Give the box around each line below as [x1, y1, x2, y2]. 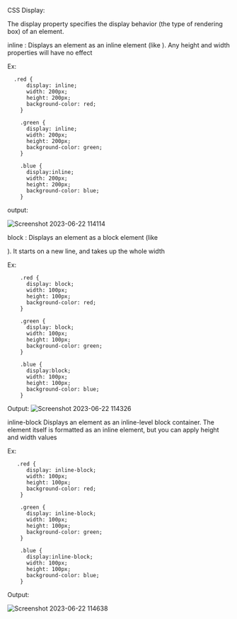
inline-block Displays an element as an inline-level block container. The [7, 418, 214, 427]
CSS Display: [7, 6, 45, 14]
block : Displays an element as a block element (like [7, 233, 158, 241]
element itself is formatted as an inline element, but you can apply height [7, 426, 219, 434]
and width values [7, 433, 57, 441]
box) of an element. [7, 28, 64, 35]
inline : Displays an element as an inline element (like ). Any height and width [7, 41, 230, 49]
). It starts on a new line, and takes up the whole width [7, 247, 165, 255]
